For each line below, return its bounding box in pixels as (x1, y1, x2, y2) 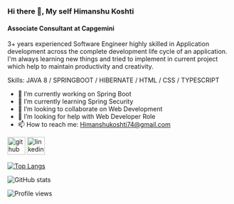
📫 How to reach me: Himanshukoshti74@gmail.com (17, 120, 171, 129)
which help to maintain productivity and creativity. (7, 62, 154, 71)
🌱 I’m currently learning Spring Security (17, 97, 134, 106)
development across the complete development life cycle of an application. (7, 47, 228, 56)
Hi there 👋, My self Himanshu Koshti (7, 6, 134, 16)
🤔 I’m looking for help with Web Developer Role (17, 113, 156, 121)
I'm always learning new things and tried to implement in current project (7, 55, 218, 63)
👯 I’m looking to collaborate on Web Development (17, 105, 163, 113)
